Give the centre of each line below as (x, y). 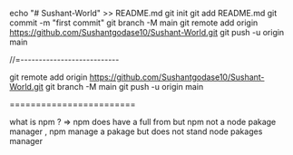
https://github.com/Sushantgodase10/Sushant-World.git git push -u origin (147, 32)
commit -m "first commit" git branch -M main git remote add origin (134, 23)
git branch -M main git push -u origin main (124, 87)
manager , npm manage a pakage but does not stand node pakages (136, 131)
